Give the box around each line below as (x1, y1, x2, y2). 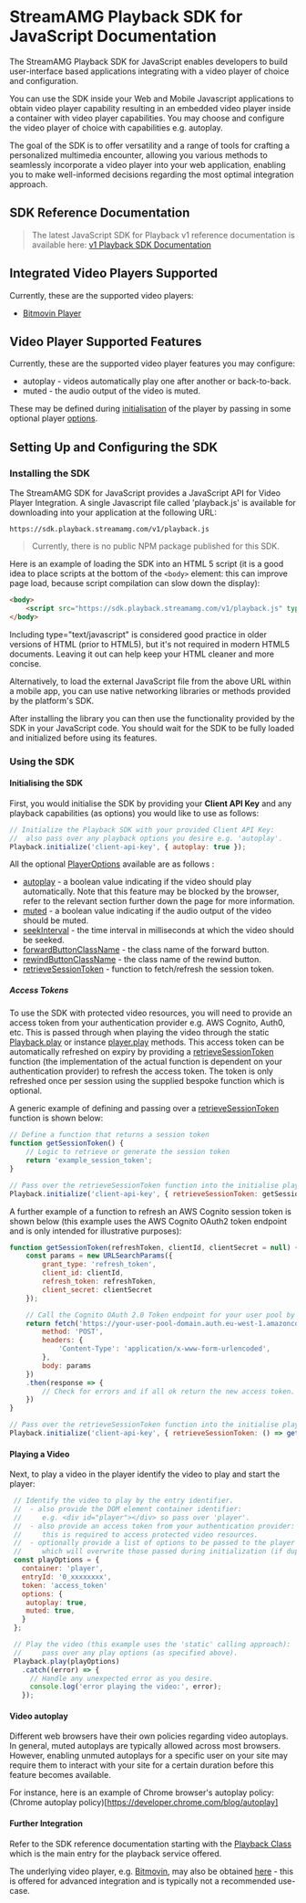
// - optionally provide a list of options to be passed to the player (13, 1539, 296, 1548)
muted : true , (25, 1606, 76, 1615)
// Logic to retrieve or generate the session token (25, 1148, 230, 1157)
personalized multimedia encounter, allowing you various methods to (9, 149, 269, 161)
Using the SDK (9, 755, 76, 768)
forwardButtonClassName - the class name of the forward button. (22, 944, 270, 955)
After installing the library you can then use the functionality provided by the (9, 712, 295, 723)
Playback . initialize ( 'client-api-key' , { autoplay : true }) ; (9, 842, 247, 851)
